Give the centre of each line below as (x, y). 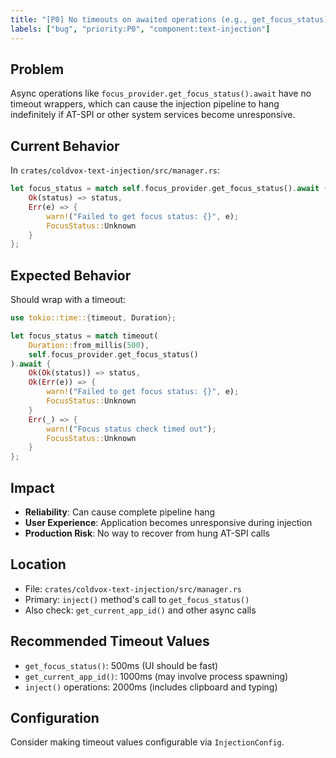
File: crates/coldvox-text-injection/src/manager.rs (133, 588)
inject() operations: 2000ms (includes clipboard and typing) (151, 687)
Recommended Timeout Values (110, 641)
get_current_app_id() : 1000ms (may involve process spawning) (156, 676)
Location (38, 564)
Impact (32, 487)
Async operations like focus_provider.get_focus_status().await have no (161, 93)
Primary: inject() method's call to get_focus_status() (137, 599)
